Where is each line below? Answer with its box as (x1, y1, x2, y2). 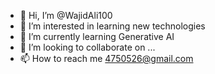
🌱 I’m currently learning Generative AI (19, 31, 175, 42)
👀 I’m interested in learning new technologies (19, 20, 206, 32)
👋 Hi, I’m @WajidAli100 (19, 10, 113, 21)
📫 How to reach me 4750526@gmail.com (19, 53, 194, 64)
